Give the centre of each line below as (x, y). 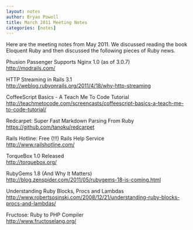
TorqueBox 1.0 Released (35, 156)
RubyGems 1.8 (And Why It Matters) (49, 174)
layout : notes (23, 11)
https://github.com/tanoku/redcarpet (50, 127)
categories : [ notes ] (31, 28)
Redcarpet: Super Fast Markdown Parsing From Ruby (70, 121)
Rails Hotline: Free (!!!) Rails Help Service (55, 139)
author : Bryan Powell (32, 17)
